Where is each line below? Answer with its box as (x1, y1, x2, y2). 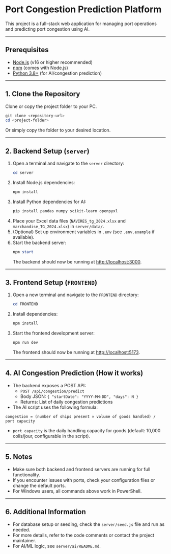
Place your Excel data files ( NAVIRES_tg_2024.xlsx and (12, 217, 126, 224)
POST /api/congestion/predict (20, 389, 85, 394)
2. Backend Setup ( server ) (5, 147, 90, 156)
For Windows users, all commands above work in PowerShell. (12, 487, 142, 494)
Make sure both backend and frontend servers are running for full (12, 466, 151, 472)
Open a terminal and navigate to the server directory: (12, 160, 125, 167)
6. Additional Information (5, 507, 87, 516)
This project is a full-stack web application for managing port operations (5, 20, 157, 27)
